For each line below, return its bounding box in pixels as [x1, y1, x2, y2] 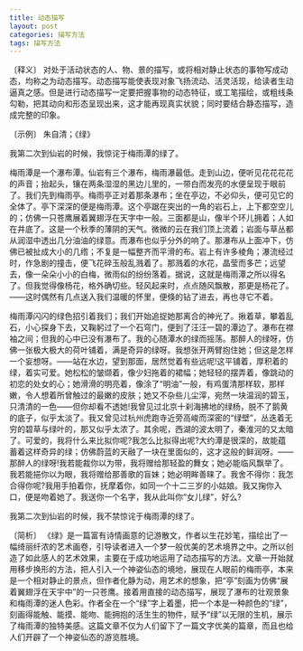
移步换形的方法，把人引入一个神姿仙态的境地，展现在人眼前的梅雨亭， [16, 564, 278, 575]
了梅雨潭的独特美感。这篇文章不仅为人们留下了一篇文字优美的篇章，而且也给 [9, 620, 294, 631]
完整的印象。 [16, 109, 65, 120]
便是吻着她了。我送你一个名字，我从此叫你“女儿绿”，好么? [24, 492, 242, 503]
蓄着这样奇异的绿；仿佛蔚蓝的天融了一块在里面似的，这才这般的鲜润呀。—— [9, 447, 294, 458]
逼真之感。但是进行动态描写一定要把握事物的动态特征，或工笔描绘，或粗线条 [9, 87, 294, 98]
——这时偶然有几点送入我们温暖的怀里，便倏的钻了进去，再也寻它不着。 [9, 291, 278, 303]
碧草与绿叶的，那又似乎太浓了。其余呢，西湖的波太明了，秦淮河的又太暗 [24, 424, 294, 435]
